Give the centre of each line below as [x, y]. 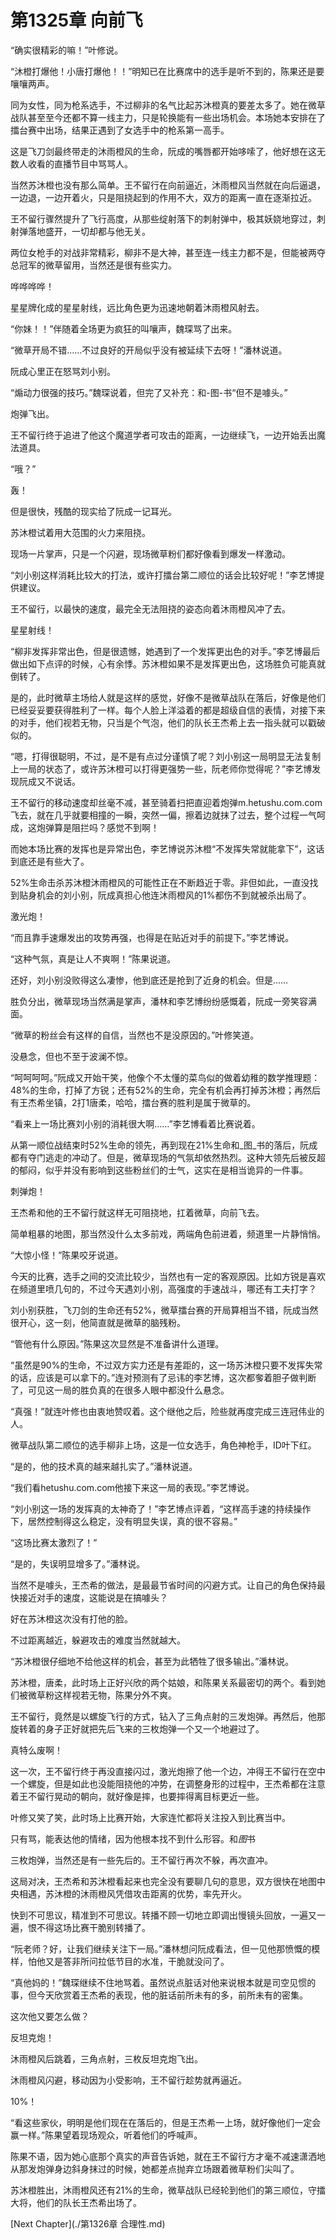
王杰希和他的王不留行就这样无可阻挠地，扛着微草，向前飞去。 [137, 1212]
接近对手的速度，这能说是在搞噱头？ [93, 1597]
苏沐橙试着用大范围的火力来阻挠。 [80, 532]
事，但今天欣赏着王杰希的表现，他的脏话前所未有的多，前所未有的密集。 [159, 1995]
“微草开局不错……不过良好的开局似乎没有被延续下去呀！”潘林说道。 [149, 350]
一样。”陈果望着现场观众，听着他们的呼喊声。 [110, 2135]
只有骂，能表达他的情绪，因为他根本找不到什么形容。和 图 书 [133, 1838]
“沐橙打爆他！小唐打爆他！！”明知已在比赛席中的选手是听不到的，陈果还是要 [167, 71]
